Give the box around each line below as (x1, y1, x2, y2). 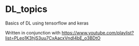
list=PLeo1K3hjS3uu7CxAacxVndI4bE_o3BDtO (5, 35, 101, 41)
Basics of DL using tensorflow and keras (5, 20, 89, 26)
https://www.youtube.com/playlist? (61, 29, 134, 35)
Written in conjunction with (5, 29, 61, 35)
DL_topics (5, 3, 48, 15)
